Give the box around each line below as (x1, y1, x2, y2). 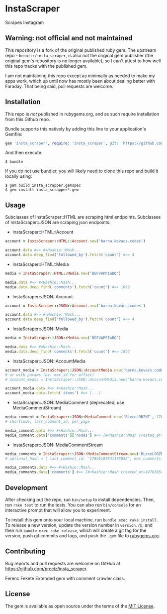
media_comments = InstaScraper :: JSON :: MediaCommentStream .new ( (5, 451, 139, 456)
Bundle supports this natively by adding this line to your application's (5, 125, 147, 132)
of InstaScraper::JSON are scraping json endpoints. (5, 220, 111, 226)
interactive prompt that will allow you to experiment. (5, 507, 111, 513)
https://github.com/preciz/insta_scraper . (5, 566, 88, 572)
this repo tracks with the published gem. (5, 63, 88, 69)
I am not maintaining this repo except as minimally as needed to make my (5, 73, 155, 79)
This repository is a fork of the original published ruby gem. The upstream (5, 47, 157, 53)
